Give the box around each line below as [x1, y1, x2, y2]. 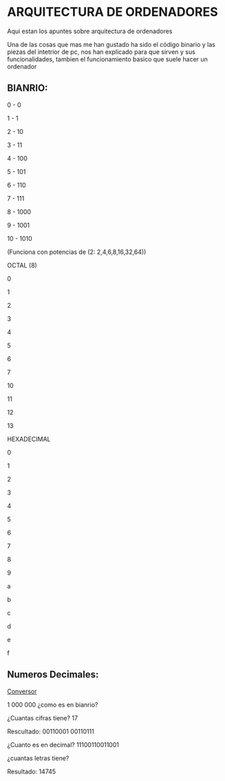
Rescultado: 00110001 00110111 [7, 727, 94, 735]
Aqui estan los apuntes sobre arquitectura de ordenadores [7, 27, 173, 35]
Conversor [7, 687, 37, 695]
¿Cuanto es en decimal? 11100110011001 [7, 740, 119, 749]
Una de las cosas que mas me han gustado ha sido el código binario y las [7, 40, 215, 48]
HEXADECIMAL [7, 435, 51, 443]
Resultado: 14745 [7, 767, 56, 775]
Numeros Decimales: [7, 669, 99, 680]
